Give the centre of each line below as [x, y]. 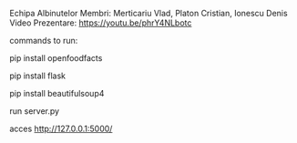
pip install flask [38, 76]
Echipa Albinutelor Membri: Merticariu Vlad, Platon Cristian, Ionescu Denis [149, 13]
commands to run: [44, 41]
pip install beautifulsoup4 [57, 93]
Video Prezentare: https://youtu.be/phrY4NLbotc [101, 23]
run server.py [35, 111]
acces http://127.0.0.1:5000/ [61, 128]
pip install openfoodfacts [56, 58]
